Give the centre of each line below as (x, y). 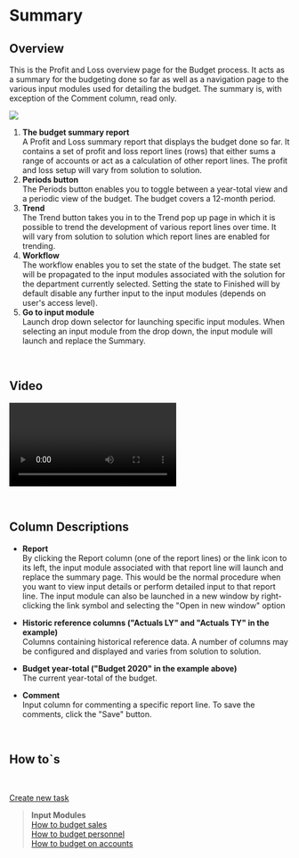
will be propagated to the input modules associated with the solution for (154, 274)
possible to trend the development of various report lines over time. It (149, 227)
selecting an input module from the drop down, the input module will (147, 331)
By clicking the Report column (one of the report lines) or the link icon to (154, 557)
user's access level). (60, 303)
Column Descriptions (69, 527)
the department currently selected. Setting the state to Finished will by (151, 284)
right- (271, 596)
